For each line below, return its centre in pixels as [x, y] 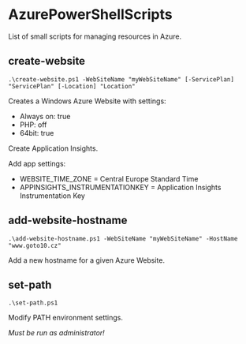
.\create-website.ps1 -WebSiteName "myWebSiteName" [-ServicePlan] [121, 79]
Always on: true [45, 116]
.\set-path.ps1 [33, 303]
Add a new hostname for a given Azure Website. [87, 260]
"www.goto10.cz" [35, 245]
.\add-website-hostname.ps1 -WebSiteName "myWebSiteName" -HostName [123, 238]
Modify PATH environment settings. [66, 318]
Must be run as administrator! [56, 333]
